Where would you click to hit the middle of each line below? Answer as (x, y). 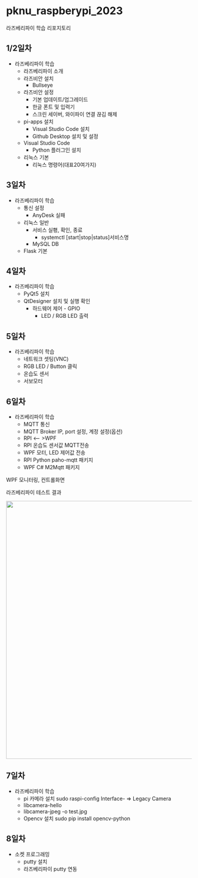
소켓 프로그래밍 (32, 854)
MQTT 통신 (37, 424)
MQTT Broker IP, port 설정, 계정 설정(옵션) (73, 431)
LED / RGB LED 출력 (65, 316)
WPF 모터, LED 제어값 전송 (54, 453)
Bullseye (42, 85)
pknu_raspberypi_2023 (65, 11)
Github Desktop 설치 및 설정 (65, 136)
